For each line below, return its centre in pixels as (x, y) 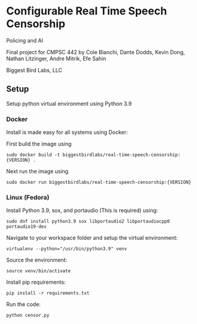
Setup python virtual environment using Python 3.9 (69, 103)
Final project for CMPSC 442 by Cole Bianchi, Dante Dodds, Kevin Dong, (96, 52)
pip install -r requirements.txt (48, 293)
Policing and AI (25, 40)
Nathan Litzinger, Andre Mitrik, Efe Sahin (56, 58)
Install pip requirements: (36, 282)
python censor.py (28, 316)
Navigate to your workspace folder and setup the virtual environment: (92, 238)
